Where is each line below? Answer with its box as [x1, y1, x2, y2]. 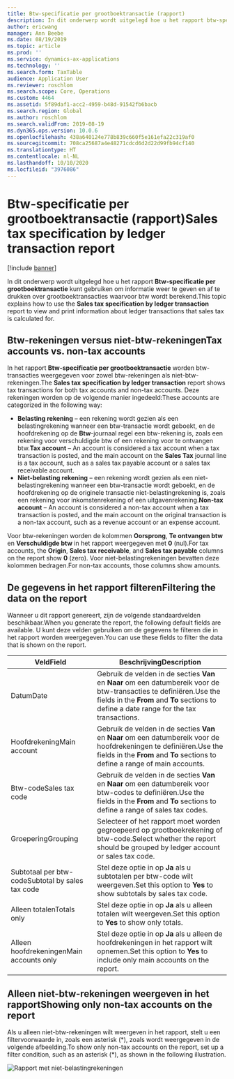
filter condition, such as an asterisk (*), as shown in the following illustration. [7, 1050, 226, 1058]
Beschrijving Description [118, 657, 202, 667]
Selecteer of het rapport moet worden [97, 817, 221, 826]
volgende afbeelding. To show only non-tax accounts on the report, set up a [7, 1043, 224, 1051]
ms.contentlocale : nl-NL [7, 153, 79, 161]
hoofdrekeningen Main [10, 946, 83, 956]
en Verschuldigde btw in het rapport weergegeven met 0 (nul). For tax [7, 539, 209, 548]
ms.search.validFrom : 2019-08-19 [7, 120, 104, 128]
